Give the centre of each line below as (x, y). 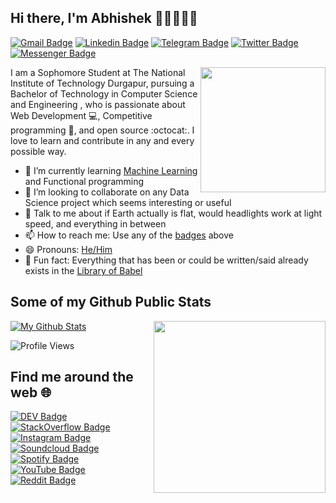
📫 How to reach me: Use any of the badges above (129, 235)
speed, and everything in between (95, 223)
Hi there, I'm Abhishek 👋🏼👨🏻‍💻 (104, 18)
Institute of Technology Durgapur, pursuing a (102, 83)
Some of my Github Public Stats (111, 302)
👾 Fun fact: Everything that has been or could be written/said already (166, 260)
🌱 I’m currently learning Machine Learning (111, 170)
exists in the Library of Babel (83, 270)
